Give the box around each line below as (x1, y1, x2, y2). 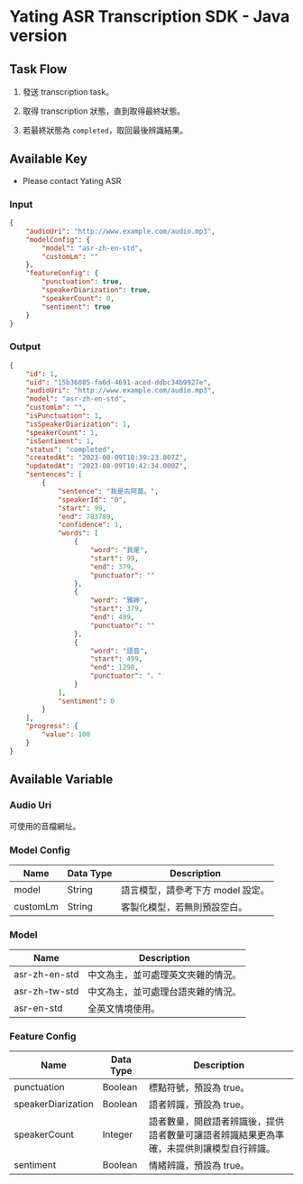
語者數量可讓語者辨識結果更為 (148, 1129, 276, 1142)
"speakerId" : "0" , (57, 495, 127, 504)
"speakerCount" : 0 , (41, 293, 115, 303)
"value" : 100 (41, 730, 91, 739)
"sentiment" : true (41, 302, 111, 311)
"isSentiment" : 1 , (25, 436, 95, 446)
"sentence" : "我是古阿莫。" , (57, 486, 160, 495)
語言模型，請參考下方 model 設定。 (121, 883, 271, 896)
